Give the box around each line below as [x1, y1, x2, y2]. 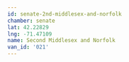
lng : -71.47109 [7, 30, 52, 38]
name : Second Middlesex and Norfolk [7, 37, 116, 44]
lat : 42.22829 [7, 24, 50, 31]
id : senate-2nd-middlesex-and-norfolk [7, 10, 122, 18]
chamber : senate [7, 17, 55, 24]
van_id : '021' [7, 43, 50, 51]
